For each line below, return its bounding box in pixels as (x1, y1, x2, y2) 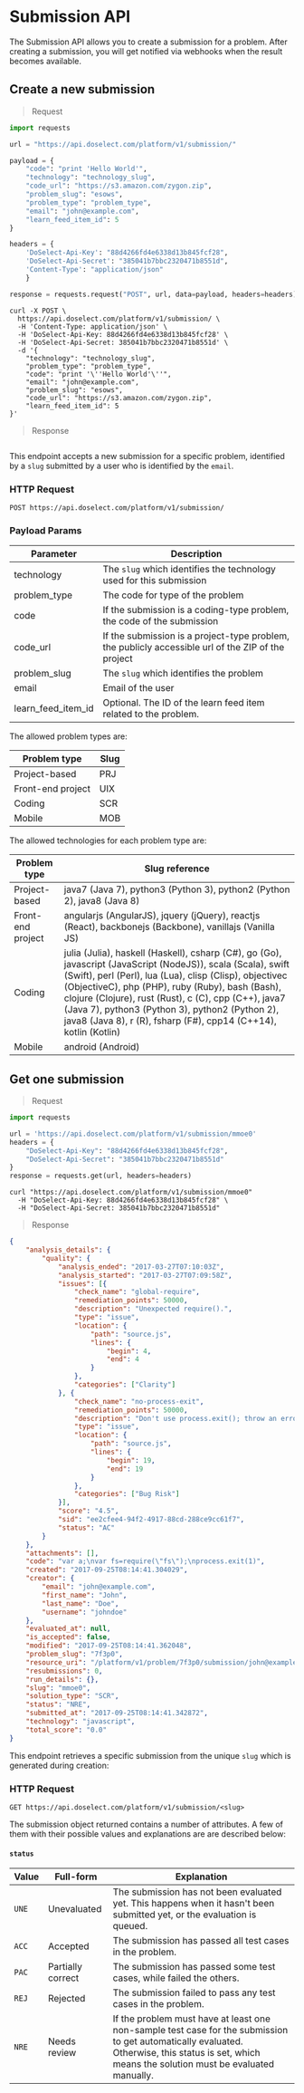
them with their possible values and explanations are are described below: (9, 1828, 287, 1839)
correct (48, 1972, 80, 1984)
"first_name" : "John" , (42, 1590, 128, 1599)
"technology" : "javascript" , (25, 1717, 136, 1726)
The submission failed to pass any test (112, 1986, 276, 1999)
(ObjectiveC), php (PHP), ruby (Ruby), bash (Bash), (63, 981, 282, 994)
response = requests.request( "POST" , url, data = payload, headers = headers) (9, 290, 298, 299)
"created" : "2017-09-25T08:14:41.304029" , (25, 1565, 188, 1575)
